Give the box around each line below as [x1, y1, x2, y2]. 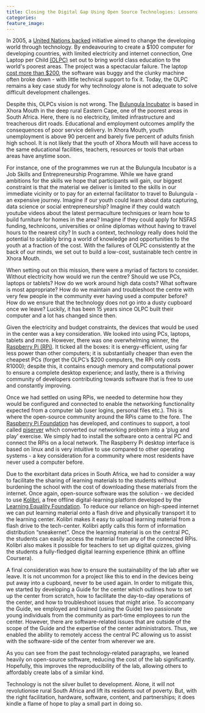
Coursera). [6, 555, 34, 562]
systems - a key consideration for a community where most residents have [6, 452, 194, 459]
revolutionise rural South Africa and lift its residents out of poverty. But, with [6, 687, 197, 695]
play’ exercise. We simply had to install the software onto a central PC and [6, 433, 193, 440]
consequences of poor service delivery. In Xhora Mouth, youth [6, 126, 164, 134]
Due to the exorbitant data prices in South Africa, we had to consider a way [6, 470, 195, 478]
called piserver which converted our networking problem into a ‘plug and [6, 426, 190, 433]
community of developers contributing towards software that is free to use [6, 375, 193, 383]
